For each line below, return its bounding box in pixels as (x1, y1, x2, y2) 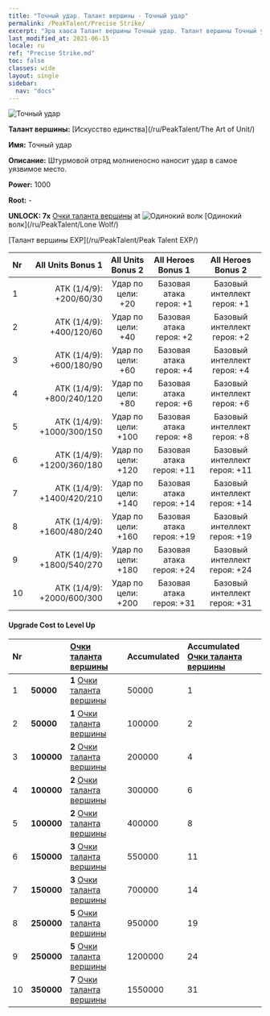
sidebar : (8, 79, 38, 87)
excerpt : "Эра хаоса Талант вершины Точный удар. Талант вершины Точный (8, 27, 257, 35)
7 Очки (69, 973, 98, 985)
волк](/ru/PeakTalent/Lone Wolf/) (8, 219, 119, 230)
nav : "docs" (15, 86, 56, 95)
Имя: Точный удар (8, 140, 72, 150)
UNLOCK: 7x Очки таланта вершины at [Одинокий (8, 211, 243, 221)
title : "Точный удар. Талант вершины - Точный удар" (8, 11, 189, 20)
